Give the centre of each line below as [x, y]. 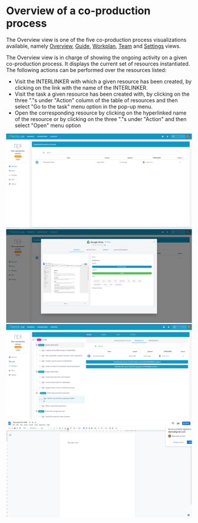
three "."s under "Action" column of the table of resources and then [96, 100]
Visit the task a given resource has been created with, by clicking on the [102, 94]
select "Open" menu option [48, 125]
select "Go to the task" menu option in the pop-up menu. [84, 106]
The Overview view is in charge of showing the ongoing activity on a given [97, 57]
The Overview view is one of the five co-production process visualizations [96, 40]
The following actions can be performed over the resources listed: [86, 70]
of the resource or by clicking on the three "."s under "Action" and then [100, 119]
